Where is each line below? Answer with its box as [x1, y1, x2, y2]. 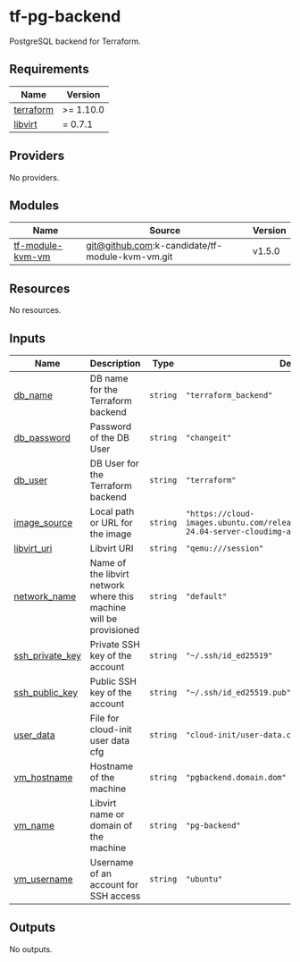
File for [89, 713, 120, 724]
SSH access [89, 890, 141, 902]
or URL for [89, 517, 134, 528]
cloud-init [89, 723, 132, 735]
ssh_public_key [13, 687, 79, 698]
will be [89, 612, 118, 625]
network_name [13, 590, 77, 603]
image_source [13, 517, 73, 528]
